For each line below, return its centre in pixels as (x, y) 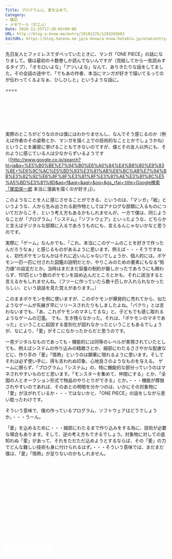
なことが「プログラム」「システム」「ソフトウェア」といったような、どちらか (86, 219)
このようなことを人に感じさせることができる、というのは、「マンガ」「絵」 (84, 200)
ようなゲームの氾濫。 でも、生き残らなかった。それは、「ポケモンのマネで (83, 318)
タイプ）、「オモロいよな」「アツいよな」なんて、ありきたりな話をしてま (84, 67)
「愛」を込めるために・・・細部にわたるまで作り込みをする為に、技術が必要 (86, 427)
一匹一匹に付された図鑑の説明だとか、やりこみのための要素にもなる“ (87, 262)
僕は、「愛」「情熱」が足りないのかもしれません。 (57, 453)
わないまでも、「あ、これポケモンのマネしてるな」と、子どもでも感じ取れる (85, 311)
